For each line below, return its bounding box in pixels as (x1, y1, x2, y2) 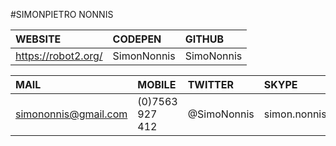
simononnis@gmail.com (15, 107, 128, 121)
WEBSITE (15, 32, 62, 46)
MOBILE (137, 78, 177, 91)
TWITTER (187, 78, 234, 91)
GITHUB (184, 32, 225, 46)
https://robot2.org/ (15, 49, 103, 63)
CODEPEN (112, 32, 162, 46)
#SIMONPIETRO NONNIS (10, 9, 114, 20)
